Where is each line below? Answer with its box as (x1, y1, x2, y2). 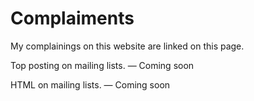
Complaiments (10, 7, 135, 30)
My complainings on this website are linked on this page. (10, 40, 245, 52)
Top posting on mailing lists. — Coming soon (10, 59, 195, 71)
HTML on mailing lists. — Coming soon (10, 78, 171, 91)
